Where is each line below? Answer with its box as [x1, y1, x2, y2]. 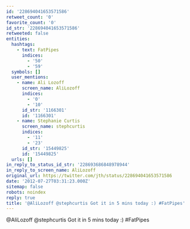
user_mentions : [11, 74, 49, 80]
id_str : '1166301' [21, 107, 67, 113]
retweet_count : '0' [6, 14, 54, 20]
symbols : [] [11, 69, 41, 75]
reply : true [6, 195, 35, 201]
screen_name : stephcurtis [21, 124, 85, 130]
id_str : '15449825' [21, 145, 69, 151]
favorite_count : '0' [6, 19, 57, 25]
